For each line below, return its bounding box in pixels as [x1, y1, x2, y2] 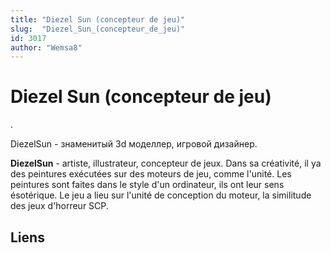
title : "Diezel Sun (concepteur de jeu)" [10, 14, 186, 25]
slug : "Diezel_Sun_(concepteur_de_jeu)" [10, 24, 186, 34]
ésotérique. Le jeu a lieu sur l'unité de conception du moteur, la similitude [10, 189, 312, 201]
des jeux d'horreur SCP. [10, 200, 109, 212]
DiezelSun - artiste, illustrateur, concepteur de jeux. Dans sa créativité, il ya [10, 157, 322, 170]
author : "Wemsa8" [10, 42, 83, 53]
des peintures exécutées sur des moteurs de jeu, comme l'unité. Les [10, 168, 292, 180]
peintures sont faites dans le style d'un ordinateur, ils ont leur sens [10, 179, 285, 191]
